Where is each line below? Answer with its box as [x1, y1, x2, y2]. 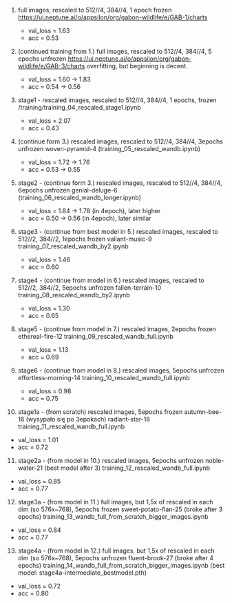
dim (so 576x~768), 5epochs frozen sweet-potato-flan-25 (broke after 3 [17, 505, 223, 513]
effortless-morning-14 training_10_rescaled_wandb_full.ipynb [17, 374, 190, 382]
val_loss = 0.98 [28, 387, 72, 395]
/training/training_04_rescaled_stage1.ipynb [17, 103, 142, 111]
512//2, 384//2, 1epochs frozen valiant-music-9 [17, 235, 152, 243]
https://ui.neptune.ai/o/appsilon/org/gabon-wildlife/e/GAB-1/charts [17, 13, 208, 21]
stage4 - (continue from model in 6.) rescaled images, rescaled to [17, 276, 205, 284]
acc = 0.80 [17, 589, 49, 597]
